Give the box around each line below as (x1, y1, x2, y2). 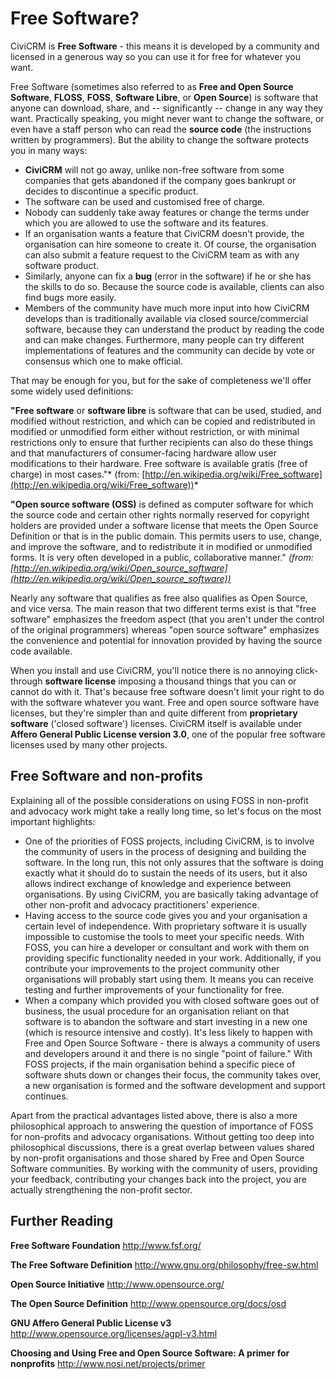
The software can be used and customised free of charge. (24, 195, 265, 207)
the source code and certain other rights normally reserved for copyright (10, 508, 310, 521)
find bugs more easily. (24, 291, 117, 303)
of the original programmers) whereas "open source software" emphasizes (10, 623, 320, 636)
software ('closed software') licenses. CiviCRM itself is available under (10, 717, 303, 729)
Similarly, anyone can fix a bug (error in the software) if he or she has (24, 270, 312, 282)
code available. (10, 645, 73, 657)
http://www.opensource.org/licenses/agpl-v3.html (10, 1327, 218, 1339)
